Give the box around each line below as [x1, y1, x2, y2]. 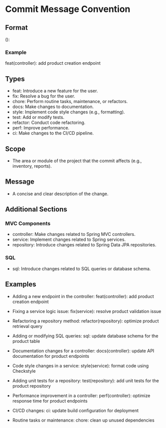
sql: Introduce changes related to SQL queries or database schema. [12, 265, 151, 272]
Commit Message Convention [5, 3, 131, 15]
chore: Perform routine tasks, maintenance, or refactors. [12, 99, 128, 105]
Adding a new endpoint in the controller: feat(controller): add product [12, 293, 154, 299]
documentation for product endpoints [12, 353, 89, 359]
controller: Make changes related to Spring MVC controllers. [12, 231, 136, 237]
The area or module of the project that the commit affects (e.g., [12, 158, 142, 164]
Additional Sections [5, 205, 68, 214]
